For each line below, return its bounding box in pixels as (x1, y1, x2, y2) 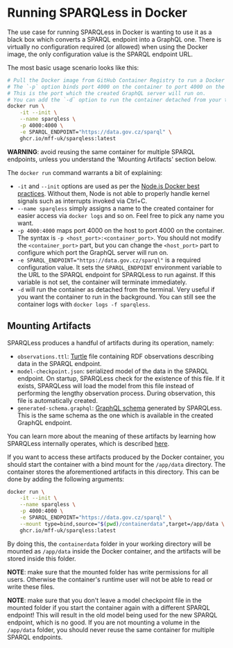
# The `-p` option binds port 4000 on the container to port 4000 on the (7, 83, 225, 90)
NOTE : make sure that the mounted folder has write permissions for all (7, 567, 209, 576)
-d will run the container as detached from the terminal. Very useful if (17, 285, 215, 293)
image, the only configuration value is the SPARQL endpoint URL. (7, 50, 193, 58)
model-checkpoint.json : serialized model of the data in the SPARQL (17, 367, 209, 375)
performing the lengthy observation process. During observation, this (17, 389, 216, 397)
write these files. (7, 582, 55, 591)
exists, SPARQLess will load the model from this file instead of (17, 381, 194, 390)
